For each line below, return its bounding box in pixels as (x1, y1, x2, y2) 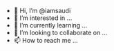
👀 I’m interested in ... (13, 14, 73, 22)
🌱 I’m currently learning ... (13, 21, 88, 29)
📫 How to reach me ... (13, 37, 78, 44)
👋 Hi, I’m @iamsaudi (13, 7, 71, 14)
